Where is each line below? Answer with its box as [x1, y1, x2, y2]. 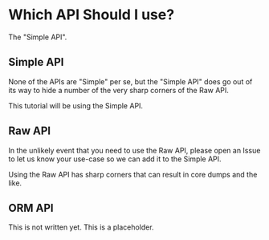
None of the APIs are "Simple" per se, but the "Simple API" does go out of [8, 76, 253, 86]
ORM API [8, 201, 54, 214]
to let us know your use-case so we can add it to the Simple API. [8, 154, 222, 164]
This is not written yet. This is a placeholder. [8, 222, 154, 232]
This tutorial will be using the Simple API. [8, 100, 143, 110]
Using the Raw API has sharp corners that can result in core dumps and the [8, 169, 258, 179]
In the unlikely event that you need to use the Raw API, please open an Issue [8, 145, 261, 155]
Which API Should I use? [8, 6, 175, 24]
